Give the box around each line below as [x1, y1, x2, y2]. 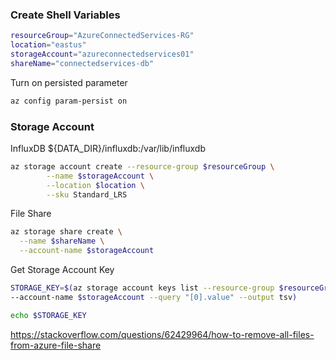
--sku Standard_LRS [46, 189, 128, 200]
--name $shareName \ [19, 236, 105, 247]
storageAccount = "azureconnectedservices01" [10, 49, 195, 60]
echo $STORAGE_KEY [10, 310, 87, 320]
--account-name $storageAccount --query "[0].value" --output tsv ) [10, 292, 298, 302]
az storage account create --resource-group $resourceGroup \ [10, 161, 275, 172]
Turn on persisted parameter [10, 76, 128, 88]
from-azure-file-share [10, 339, 102, 351]
